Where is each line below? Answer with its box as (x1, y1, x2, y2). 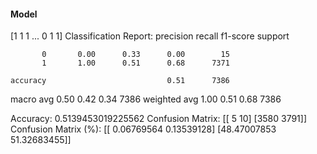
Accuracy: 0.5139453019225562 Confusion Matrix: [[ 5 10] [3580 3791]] (10, 113, 308, 125)
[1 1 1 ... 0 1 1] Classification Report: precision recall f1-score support (10, 30, 290, 42)
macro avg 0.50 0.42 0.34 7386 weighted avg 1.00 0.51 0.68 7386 (10, 93, 282, 105)
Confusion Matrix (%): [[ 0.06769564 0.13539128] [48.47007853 (10, 123, 277, 135)
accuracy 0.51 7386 (10, 76, 230, 86)
